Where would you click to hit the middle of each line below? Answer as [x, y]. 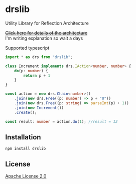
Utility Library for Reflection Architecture [47, 23]
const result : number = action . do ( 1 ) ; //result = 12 [61, 121]
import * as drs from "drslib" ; [39, 57]
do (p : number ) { [31, 71]
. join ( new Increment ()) [39, 108]
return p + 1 [37, 75]
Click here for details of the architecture [46, 33]
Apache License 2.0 [26, 176]
